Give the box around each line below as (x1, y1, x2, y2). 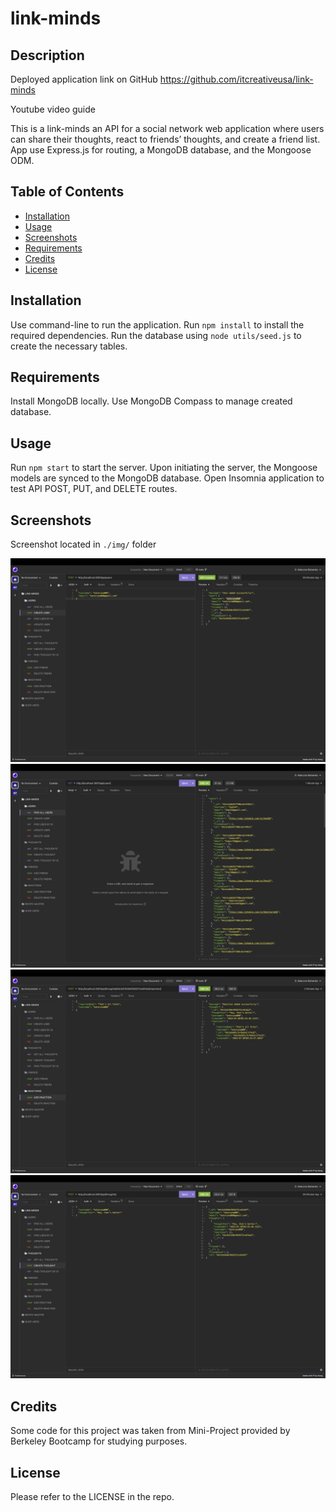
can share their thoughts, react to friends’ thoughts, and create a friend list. (10, 133, 321, 145)
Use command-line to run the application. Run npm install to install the (10, 318, 305, 331)
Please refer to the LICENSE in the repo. (10, 1491, 175, 1502)
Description (10, 47, 85, 64)
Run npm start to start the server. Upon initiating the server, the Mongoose (10, 462, 318, 474)
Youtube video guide (10, 103, 96, 115)
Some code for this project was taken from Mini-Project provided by (10, 1425, 291, 1437)
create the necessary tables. (10, 340, 128, 352)
